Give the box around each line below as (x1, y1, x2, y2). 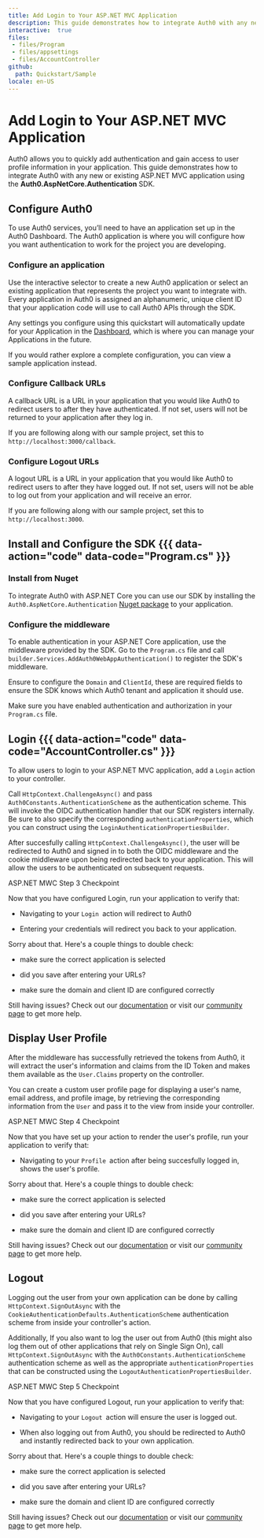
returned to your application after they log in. (8, 412, 153, 422)
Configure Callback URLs (8, 378, 106, 389)
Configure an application (8, 259, 105, 270)
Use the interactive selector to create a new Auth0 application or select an (8, 277, 249, 287)
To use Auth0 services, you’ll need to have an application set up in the (8, 223, 236, 233)
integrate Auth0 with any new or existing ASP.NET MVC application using (8, 171, 245, 181)
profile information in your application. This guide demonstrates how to (8, 162, 238, 172)
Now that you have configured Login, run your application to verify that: (8, 893, 240, 903)
